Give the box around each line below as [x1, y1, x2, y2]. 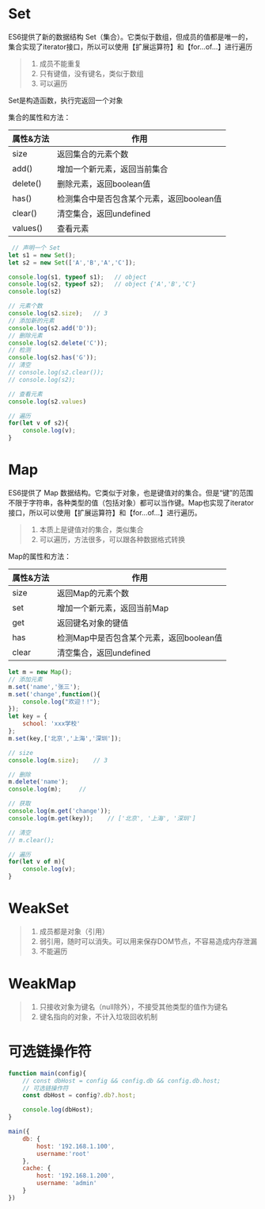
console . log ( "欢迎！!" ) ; [22, 698, 101, 706]
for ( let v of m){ [8, 858, 66, 866]
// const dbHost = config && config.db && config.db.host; [22, 1076, 221, 1084]
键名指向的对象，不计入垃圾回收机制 [39, 1011, 158, 1021]
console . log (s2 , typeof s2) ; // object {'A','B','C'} [8, 280, 196, 288]
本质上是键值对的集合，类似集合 [39, 525, 144, 534]
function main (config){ [8, 1069, 87, 1077]
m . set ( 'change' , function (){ [8, 690, 101, 699]
